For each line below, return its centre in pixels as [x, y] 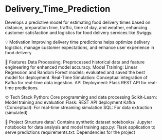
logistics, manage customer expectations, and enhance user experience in [80, 47]
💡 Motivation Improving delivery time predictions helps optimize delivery [77, 42]
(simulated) [16, 112]
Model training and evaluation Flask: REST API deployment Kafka [70, 102]
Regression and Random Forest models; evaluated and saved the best [75, 72]
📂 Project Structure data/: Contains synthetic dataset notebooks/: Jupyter [79, 122]
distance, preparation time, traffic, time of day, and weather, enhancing [76, 27]
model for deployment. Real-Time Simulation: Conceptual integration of [76, 77]
